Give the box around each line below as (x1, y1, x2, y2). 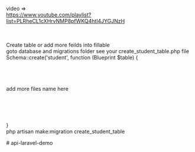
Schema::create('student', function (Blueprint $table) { (6, 54, 138, 61)
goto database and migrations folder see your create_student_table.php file (6, 48, 189, 55)
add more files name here (6, 85, 69, 92)
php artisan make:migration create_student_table (6, 128, 125, 135)
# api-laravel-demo (6, 140, 53, 146)
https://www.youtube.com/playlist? (6, 11, 92, 18)
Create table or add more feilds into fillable (6, 41, 110, 48)
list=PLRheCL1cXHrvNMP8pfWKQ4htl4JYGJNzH (6, 18, 125, 24)
